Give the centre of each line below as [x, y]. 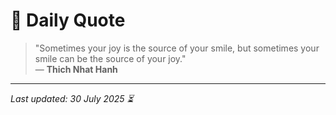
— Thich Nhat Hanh [76, 69]
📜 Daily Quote [68, 20]
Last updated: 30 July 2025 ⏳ [72, 98]
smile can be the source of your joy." [110, 58]
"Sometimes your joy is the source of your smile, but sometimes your [177, 48]
